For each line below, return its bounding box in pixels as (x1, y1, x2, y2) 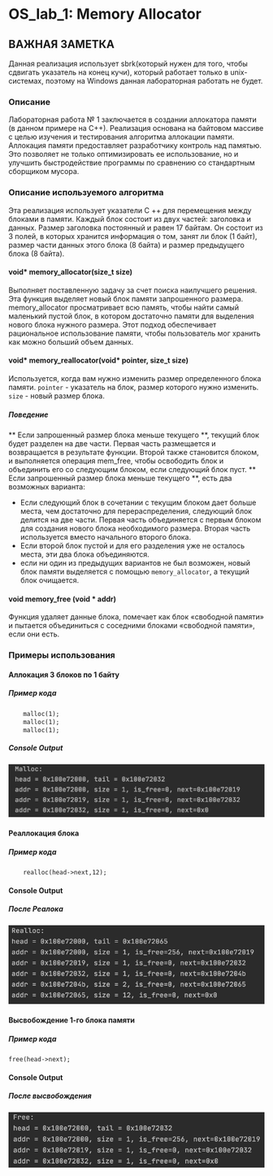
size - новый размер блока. (8, 391, 106, 401)
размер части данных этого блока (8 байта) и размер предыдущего (8, 240, 245, 250)
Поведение (8, 410, 49, 419)
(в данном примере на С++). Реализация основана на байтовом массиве (8, 124, 264, 133)
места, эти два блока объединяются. (19, 549, 150, 559)
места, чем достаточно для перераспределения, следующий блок (19, 506, 253, 516)
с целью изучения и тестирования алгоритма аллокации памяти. (8, 132, 235, 142)
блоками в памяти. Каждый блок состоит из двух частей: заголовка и (8, 214, 252, 223)
